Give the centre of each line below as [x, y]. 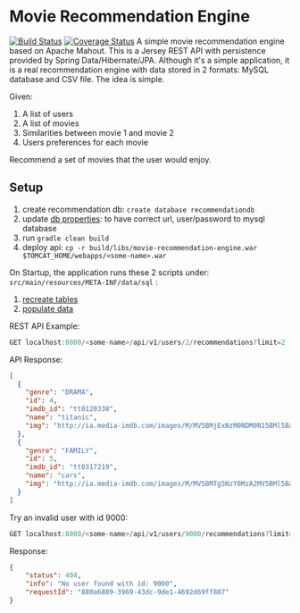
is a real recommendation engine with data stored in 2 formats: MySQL [139, 70]
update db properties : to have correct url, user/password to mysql [143, 218]
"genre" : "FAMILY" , [62, 450]
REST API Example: [45, 326]
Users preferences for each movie [85, 142]
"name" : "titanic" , [62, 417]
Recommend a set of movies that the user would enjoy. [110, 159]
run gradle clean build [66, 238]
